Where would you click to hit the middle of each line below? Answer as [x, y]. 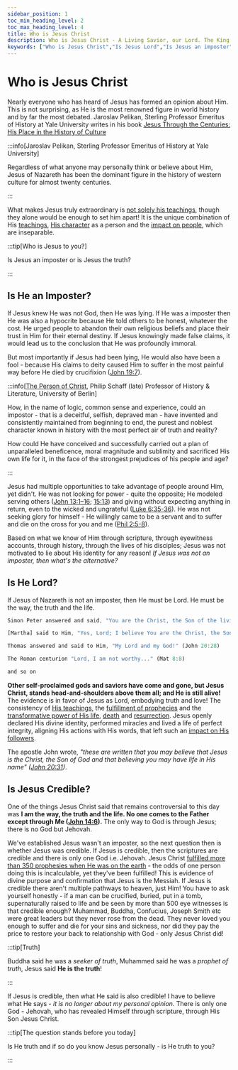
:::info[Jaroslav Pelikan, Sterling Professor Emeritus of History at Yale [108, 146]
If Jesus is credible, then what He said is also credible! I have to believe [112, 996]
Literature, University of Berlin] [52, 393]
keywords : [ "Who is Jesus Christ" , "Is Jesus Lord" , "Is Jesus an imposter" [120, 47]
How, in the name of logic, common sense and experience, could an [107, 407]
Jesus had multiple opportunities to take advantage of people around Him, [116, 486]
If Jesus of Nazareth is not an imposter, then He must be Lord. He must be [116, 600]
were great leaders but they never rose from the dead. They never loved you [119, 918]
